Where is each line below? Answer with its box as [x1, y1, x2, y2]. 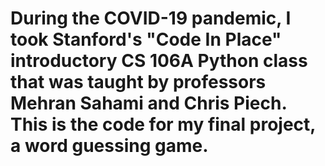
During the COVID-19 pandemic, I [10, 7, 292, 30]
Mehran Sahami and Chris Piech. [10, 92, 287, 115]
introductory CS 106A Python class [10, 50, 308, 72]
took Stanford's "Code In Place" [10, 28, 282, 51]
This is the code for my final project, [10, 113, 316, 136]
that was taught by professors [10, 71, 267, 94]
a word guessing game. [10, 135, 209, 157]
